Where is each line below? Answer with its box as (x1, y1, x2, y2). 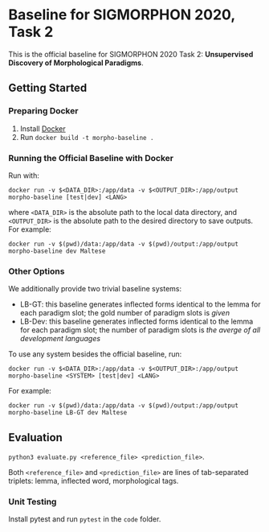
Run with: (8, 171, 40, 180)
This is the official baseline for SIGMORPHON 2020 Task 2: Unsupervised (8, 49, 254, 59)
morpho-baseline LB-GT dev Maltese (8, 409, 128, 417)
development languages (19, 334, 101, 344)
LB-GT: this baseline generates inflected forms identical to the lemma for (19, 299, 261, 309)
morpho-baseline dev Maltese (8, 247, 106, 255)
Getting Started (8, 81, 88, 95)
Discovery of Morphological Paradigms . (8, 58, 144, 68)
